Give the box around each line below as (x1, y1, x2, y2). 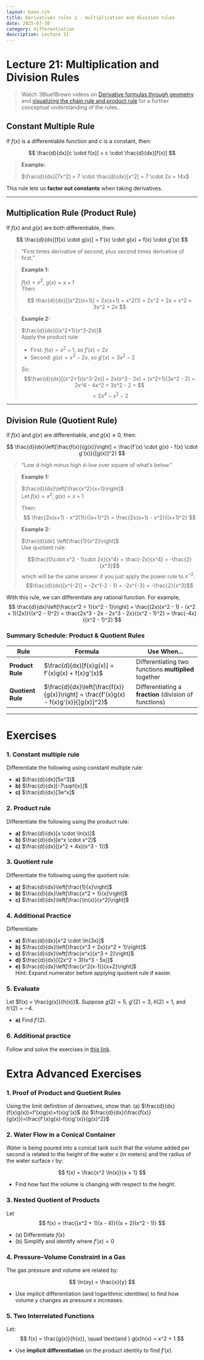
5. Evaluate (6, 985, 40, 993)
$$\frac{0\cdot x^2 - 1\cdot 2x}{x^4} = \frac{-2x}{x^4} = (27, 555, 169, 563)
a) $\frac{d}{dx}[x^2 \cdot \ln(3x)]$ (15, 937, 104, 945)
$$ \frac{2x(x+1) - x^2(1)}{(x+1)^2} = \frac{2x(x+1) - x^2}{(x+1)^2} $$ (23, 513, 196, 521)
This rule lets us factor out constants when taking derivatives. (6, 184, 163, 192)
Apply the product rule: (21, 333, 80, 341)
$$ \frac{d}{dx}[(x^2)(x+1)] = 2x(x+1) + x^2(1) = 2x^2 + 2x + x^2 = (27, 297, 192, 304)
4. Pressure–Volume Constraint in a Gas (6, 1252, 126, 1261)
